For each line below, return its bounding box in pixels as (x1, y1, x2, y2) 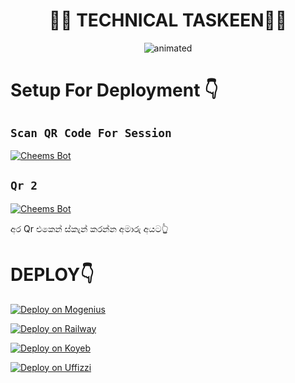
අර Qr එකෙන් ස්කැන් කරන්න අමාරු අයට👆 (10, 222, 169, 234)
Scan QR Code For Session (10, 125, 172, 140)
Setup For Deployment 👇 (10, 79, 219, 102)
